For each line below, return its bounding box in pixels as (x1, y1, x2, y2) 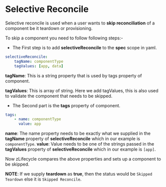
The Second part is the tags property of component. (12, 102, 121, 108)
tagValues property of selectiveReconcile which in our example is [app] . (5, 146, 156, 153)
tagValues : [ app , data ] (14, 63, 64, 68)
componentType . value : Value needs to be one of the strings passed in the (5, 141, 155, 147)
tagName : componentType (14, 59, 64, 64)
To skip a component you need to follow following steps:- (5, 35, 123, 41)
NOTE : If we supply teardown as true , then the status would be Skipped (5, 171, 153, 177)
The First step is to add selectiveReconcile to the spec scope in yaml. (12, 44, 157, 50)
